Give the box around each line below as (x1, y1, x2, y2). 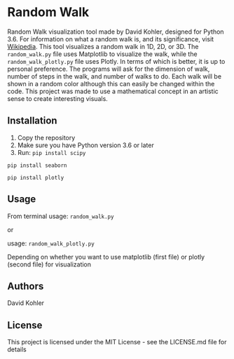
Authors (7, 280, 44, 292)
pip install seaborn (7, 162, 68, 169)
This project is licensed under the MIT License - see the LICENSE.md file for (7, 338, 227, 346)
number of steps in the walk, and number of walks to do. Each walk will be (7, 72, 222, 81)
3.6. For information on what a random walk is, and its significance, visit (7, 34, 214, 43)
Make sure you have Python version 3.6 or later (17, 141, 154, 149)
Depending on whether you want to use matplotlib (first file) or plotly (7, 252, 205, 261)
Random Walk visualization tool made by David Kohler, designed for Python (7, 27, 224, 36)
